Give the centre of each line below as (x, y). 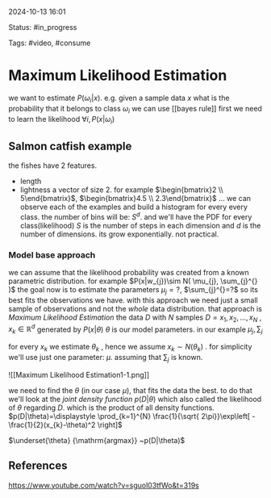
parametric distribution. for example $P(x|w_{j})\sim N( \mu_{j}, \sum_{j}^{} (133, 281)
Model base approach (52, 255)
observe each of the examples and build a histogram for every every (134, 207)
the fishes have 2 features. (53, 165)
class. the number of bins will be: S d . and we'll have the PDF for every (136, 216)
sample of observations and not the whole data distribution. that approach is (135, 308)
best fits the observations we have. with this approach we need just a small (133, 300)
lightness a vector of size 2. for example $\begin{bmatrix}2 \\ (121, 190)
